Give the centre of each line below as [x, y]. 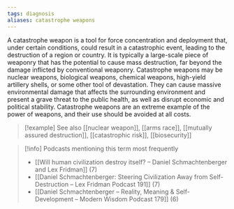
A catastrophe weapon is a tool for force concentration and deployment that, [118, 40]
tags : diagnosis [31, 14]
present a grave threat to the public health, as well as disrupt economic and [116, 99]
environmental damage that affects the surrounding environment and [107, 92]
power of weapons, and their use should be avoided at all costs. [99, 114]
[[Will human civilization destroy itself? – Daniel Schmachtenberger [131, 162]
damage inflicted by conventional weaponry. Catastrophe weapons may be [115, 70]
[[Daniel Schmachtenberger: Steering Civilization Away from [121, 177]
